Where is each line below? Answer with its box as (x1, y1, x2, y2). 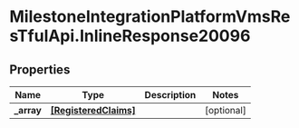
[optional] (205, 104, 246, 116)
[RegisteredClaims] (50, 104, 136, 116)
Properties (9, 62, 71, 77)
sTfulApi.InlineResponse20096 (9, 25, 251, 46)
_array (14, 104, 43, 116)
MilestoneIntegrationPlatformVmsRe (9, 6, 291, 27)
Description (144, 89, 197, 101)
